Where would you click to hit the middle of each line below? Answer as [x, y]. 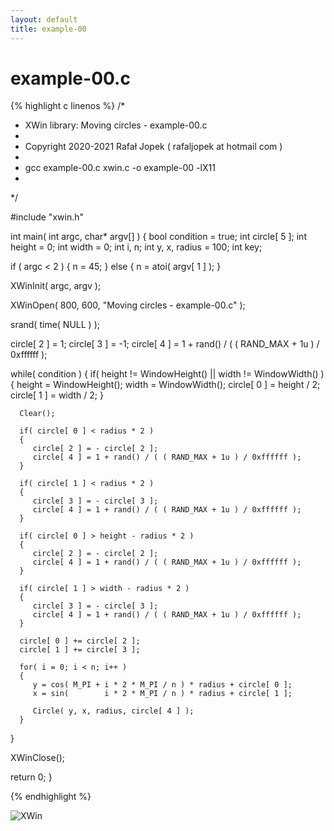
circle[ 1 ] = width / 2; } [57, 395]
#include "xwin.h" [47, 217]
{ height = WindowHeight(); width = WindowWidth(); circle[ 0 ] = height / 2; [165, 385]
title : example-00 [48, 29]
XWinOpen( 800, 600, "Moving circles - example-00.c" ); [128, 305]
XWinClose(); [38, 758]
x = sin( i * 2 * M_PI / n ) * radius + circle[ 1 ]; [162, 694]
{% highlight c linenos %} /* [68, 106]
